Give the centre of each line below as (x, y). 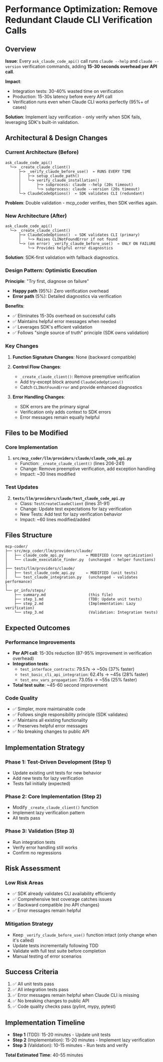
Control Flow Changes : (37, 367)
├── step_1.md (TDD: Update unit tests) (78, 599)
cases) (19, 107)
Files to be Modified (37, 433)
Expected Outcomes (38, 628)
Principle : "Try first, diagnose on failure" (47, 281)
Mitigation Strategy (29, 924)
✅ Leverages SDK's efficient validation (52, 327)
